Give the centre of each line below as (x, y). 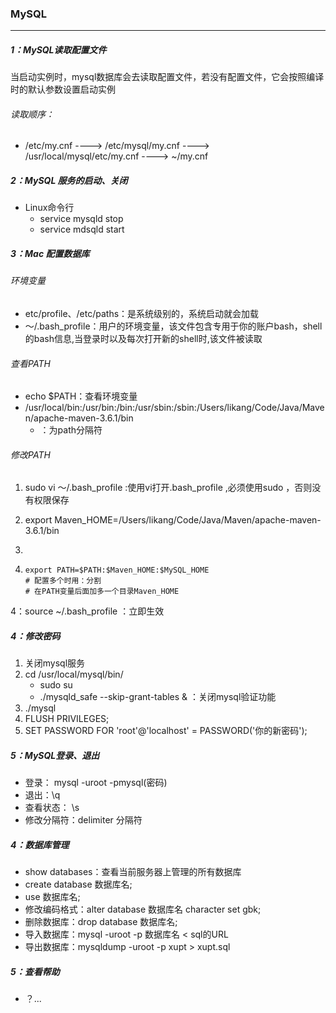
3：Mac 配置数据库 (50, 254)
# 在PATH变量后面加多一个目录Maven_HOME (102, 592)
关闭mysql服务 (55, 663)
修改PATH (30, 454)
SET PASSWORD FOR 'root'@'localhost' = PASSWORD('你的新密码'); (166, 731)
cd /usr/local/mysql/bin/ (74, 674)
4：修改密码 (35, 636)
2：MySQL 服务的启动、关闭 (69, 181)
